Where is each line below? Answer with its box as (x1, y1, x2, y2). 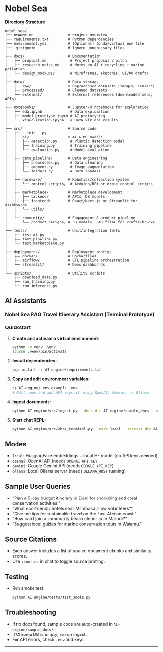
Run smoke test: (12, 585, 45, 591)
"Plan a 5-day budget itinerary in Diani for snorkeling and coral (12, 495, 137, 501)
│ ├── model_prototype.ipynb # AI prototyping (5, 113, 105, 118)
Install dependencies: (12, 358, 57, 364)
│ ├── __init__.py (5, 130, 47, 135)
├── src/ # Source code (5, 126, 97, 131)
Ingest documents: (12, 399, 51, 405)
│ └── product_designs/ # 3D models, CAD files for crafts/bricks (5, 220, 155, 224)
